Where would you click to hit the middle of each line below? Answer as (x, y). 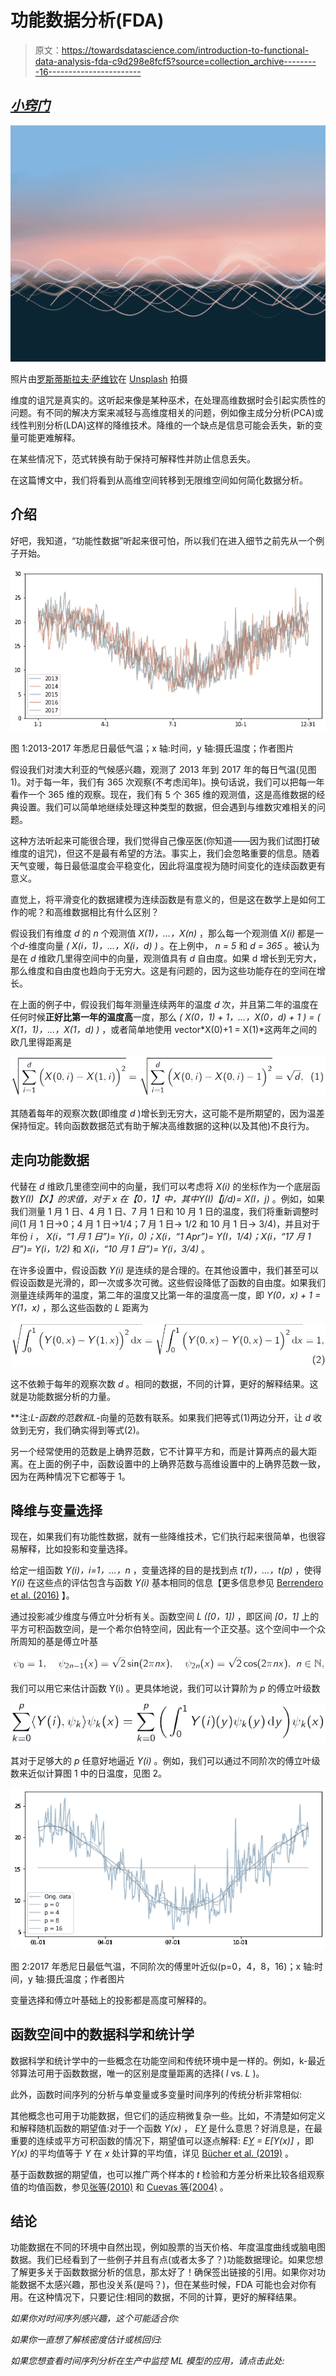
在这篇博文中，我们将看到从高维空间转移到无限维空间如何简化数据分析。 (159, 480)
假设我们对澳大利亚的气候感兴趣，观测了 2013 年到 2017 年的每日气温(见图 (163, 769)
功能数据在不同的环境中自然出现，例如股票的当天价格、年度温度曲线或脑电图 (168, 2247)
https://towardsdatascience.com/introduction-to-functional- (185, 50)
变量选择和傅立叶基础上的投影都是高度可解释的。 (111, 2000)
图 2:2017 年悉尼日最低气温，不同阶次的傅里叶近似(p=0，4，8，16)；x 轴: (162, 1966)
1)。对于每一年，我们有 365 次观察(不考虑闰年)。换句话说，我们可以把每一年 (167, 782)
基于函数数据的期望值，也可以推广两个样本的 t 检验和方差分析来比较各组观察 (167, 2174)
